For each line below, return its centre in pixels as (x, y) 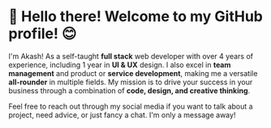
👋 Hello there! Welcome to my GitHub (136, 17)
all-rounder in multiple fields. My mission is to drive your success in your (131, 82)
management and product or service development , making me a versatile (133, 73)
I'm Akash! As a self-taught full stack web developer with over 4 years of (131, 56)
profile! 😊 (43, 34)
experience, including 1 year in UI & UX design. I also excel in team (120, 65)
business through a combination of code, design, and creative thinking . (129, 90)
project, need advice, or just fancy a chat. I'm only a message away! (122, 115)
